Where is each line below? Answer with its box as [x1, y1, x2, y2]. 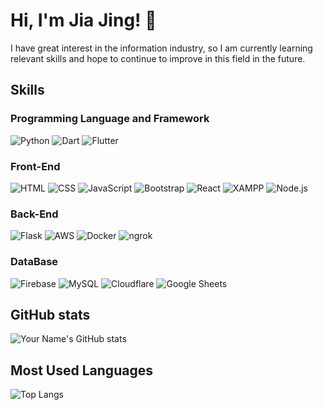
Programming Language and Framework [10, 112, 210, 126]
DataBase [10, 255, 59, 269]
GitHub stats [10, 306, 91, 323]
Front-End [10, 159, 61, 173]
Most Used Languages [10, 362, 153, 379]
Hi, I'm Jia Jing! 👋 [10, 9, 157, 32]
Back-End [10, 207, 59, 221]
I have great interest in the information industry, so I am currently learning [10, 42, 313, 54]
